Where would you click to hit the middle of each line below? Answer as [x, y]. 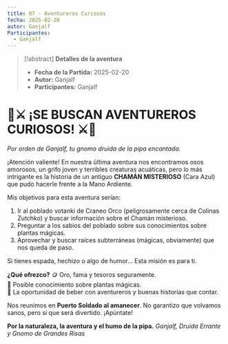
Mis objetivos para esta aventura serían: [64, 198]
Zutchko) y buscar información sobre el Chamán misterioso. [102, 218]
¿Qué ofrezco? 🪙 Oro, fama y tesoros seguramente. [82, 275]
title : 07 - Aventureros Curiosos [57, 13]
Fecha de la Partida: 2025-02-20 [82, 73]
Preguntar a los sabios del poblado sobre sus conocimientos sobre [112, 226]
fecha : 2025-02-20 [33, 20]
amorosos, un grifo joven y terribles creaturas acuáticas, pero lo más [105, 169]
